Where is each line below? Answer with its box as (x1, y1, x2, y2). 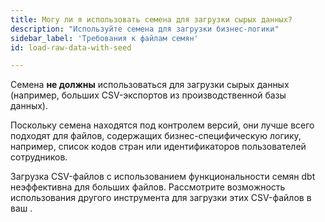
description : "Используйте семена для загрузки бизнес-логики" (10, 24, 280, 34)
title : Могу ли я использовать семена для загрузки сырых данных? (10, 14, 293, 25)
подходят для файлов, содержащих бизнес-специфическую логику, (10, 130, 302, 142)
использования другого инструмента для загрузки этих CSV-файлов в (10, 192, 312, 204)
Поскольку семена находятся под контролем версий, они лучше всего (10, 119, 315, 131)
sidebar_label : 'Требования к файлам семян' (10, 33, 199, 43)
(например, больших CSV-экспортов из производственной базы (10, 89, 287, 101)
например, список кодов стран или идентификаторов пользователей (10, 141, 307, 153)
